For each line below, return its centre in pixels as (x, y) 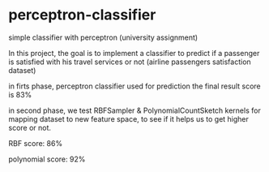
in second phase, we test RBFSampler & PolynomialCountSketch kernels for (134, 110)
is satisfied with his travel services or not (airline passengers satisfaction (130, 62)
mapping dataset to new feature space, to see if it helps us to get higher (129, 118)
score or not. (30, 127)
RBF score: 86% (36, 143)
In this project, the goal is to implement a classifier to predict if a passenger (134, 53)
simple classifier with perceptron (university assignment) (103, 37)
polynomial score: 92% (47, 159)
